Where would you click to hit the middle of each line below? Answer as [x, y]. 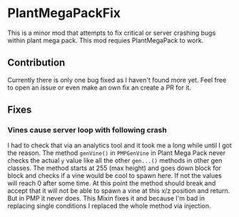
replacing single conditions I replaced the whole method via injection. [110, 206]
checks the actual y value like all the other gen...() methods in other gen [115, 161]
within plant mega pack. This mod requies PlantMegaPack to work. [106, 40]
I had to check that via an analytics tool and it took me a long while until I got [119, 145]
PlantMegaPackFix [64, 13]
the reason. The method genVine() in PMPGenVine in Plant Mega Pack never [117, 153]
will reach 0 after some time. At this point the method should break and [112, 184]
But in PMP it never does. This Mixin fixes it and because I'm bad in [106, 199]
